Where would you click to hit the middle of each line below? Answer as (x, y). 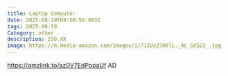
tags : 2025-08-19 (32, 26)
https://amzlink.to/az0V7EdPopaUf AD (62, 65)
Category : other (30, 33)
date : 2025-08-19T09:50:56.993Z (54, 20)
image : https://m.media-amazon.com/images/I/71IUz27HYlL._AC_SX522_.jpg (114, 46)
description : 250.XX (37, 39)
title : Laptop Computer (42, 13)
